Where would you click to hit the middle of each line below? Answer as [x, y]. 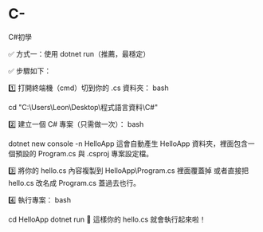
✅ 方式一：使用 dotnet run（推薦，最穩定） [79, 53]
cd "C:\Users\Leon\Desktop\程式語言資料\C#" [83, 107]
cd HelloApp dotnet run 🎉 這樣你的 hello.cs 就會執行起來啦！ [107, 219]
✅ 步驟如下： [30, 71]
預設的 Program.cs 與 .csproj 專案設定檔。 [84, 153]
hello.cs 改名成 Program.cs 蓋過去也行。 [75, 183]
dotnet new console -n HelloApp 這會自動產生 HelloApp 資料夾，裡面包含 [128, 144]
